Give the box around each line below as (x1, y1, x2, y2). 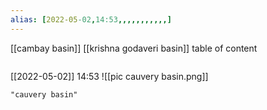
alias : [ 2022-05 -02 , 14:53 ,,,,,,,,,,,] (10, 14, 172, 25)
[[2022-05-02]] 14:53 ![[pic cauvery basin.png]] (10, 70, 209, 82)
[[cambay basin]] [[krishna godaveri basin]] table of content (10, 42, 258, 54)
